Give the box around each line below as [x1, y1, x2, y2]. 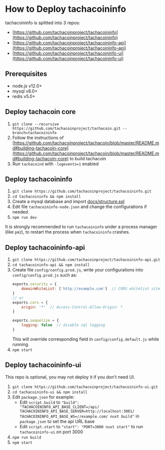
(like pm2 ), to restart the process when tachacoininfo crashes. [5, 229, 131, 235]
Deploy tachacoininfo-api [5, 243, 85, 252]
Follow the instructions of [12, 135, 64, 140]
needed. [12, 209, 30, 215]
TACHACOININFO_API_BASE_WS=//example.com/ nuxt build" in [19, 413, 139, 419]
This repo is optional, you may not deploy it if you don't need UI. [5, 374, 135, 380]
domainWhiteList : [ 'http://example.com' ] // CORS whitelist [21, 286, 149, 291]
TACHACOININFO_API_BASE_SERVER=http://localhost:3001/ [19, 409, 134, 414]
